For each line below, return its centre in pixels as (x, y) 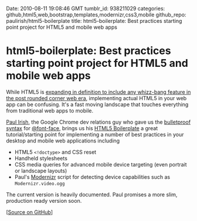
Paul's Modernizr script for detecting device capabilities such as (92, 177)
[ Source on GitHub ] (30, 212)
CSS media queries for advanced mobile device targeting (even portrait (101, 164)
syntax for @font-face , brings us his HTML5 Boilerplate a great (82, 128)
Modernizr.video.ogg (40, 183)
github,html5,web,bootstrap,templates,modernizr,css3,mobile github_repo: (96, 15)
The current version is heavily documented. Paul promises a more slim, (92, 194)
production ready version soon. (44, 200)
